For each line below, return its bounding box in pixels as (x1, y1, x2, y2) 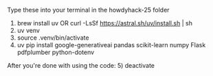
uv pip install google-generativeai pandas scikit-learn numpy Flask (16, 41, 206, 49)
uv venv (16, 27, 40, 34)
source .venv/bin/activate (16, 34, 89, 42)
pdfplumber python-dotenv (16, 48, 95, 56)
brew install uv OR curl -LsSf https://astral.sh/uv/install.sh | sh (16, 19, 192, 27)
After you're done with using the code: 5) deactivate (7, 62, 155, 69)
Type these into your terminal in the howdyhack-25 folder (7, 6, 170, 14)
